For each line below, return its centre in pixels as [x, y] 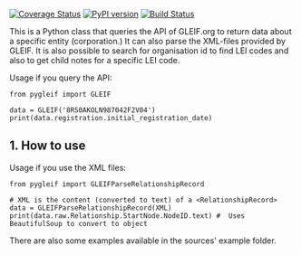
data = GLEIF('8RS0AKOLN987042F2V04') [83, 110]
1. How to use [48, 146]
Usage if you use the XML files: [68, 167]
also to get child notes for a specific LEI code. [95, 60]
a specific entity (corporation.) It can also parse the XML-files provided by [148, 41]
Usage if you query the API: [61, 78]
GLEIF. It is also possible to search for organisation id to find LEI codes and [149, 51]
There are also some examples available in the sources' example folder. [143, 241]
